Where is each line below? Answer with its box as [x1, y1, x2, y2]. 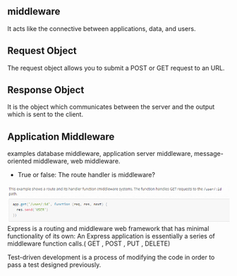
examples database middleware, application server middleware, [7, 150, 193, 158]
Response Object [7, 84, 85, 96]
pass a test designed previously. [7, 260, 102, 269]
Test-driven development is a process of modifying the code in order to [7, 253, 215, 262]
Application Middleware [7, 131, 115, 143]
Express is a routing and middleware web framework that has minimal [7, 224, 209, 233]
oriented [7, 157, 32, 165]
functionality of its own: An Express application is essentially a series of [7, 232, 215, 241]
